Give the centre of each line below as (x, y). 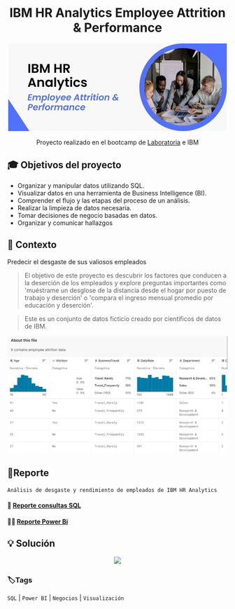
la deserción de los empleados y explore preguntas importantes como (125, 282)
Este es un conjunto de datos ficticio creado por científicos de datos (123, 319)
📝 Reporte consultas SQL (44, 505)
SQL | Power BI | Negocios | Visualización (66, 598)
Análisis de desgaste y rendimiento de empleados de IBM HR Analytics (112, 490)
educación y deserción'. (59, 305)
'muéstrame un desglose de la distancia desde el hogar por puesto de (125, 290)
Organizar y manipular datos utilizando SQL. (81, 185)
